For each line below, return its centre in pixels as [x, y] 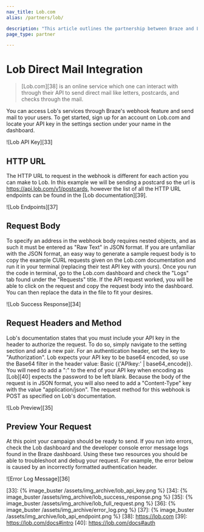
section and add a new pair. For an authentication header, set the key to [96, 350]
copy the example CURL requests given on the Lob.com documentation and [101, 260]
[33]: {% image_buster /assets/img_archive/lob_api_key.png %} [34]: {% [97, 491]
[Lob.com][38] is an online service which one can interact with [99, 86]
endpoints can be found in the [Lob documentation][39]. [77, 195]
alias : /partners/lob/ [35, 18]
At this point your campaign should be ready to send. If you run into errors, [100, 442]
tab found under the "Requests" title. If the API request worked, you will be [100, 279]
